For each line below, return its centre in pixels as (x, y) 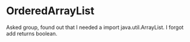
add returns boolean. (32, 33)
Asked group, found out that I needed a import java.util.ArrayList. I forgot (95, 27)
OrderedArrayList (50, 11)
